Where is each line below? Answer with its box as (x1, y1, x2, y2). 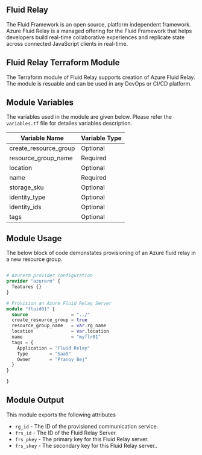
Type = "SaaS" (17, 351, 71, 357)
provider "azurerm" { (6, 278, 61, 284)
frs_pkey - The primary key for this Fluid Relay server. (14, 435, 149, 442)
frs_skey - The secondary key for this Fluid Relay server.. (14, 442, 158, 449)
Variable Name (20, 134, 65, 142)
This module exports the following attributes (6, 411, 116, 418)
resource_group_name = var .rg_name (11, 322, 107, 329)
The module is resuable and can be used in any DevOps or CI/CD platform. (6, 80, 192, 87)
